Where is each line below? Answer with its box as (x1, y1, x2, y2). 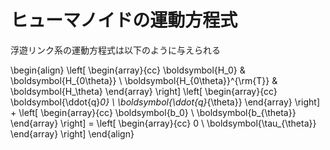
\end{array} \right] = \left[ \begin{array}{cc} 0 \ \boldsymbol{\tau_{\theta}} (10, 117, 317, 129)
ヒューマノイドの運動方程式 (10, 9, 238, 32)
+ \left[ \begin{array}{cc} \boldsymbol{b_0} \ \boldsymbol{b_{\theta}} (10, 106, 297, 118)
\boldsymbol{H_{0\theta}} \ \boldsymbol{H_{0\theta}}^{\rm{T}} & (10, 74, 278, 86)
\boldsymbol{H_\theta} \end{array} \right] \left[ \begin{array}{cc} (10, 85, 278, 97)
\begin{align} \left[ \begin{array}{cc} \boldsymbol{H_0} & (10, 64, 246, 76)
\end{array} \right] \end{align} (10, 127, 135, 140)
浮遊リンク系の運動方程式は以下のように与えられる (10, 44, 221, 56)
